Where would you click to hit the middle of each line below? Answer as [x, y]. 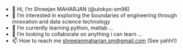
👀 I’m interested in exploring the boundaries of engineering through [94, 15]
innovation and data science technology [61, 21]
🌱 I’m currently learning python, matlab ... [63, 28]
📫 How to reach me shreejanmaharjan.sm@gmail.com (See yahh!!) [94, 41]
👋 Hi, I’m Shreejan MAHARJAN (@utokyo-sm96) [71, 9]
